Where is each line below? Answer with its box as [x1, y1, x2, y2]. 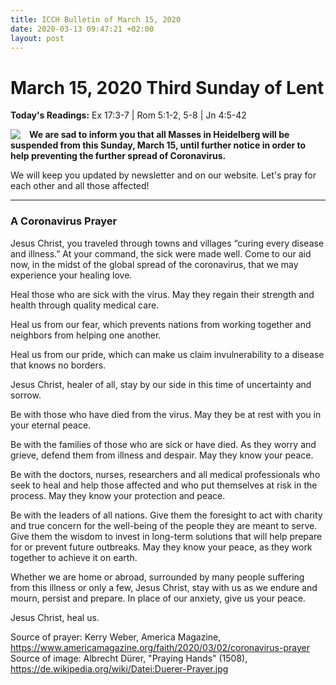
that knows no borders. [10, 359, 107, 371]
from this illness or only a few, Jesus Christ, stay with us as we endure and [10, 581, 318, 593]
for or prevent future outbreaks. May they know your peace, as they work [10, 541, 313, 553]
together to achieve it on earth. [10, 551, 138, 563]
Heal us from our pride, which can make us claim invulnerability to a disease [10, 348, 325, 360]
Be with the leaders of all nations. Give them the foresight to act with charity [10, 509, 323, 521]
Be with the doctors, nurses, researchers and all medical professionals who [10, 468, 321, 480]
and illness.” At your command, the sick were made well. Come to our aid [10, 247, 312, 260]
